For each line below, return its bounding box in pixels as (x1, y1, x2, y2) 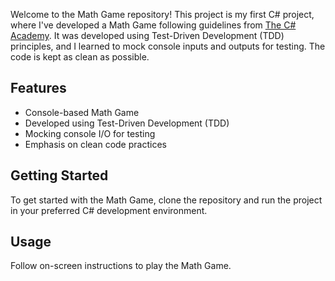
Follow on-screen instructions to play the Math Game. (10, 260, 232, 272)
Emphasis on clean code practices (24, 138, 167, 150)
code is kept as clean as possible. (10, 51, 150, 63)
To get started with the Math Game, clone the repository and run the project (10, 194, 323, 206)
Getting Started (10, 167, 109, 184)
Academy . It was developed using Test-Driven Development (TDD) (10, 30, 285, 41)
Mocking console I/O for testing (24, 127, 156, 139)
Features (10, 80, 67, 97)
